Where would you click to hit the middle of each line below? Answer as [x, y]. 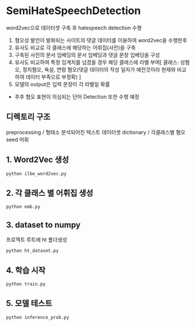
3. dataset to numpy [43, 225]
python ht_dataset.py [32, 251]
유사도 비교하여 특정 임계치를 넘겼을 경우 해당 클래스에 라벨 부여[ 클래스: [97, 62]
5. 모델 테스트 [29, 303]
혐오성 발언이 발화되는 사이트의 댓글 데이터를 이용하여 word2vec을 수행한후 [101, 40]
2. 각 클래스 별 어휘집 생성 [50, 193]
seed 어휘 [18, 140]
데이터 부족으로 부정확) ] [53, 77]
